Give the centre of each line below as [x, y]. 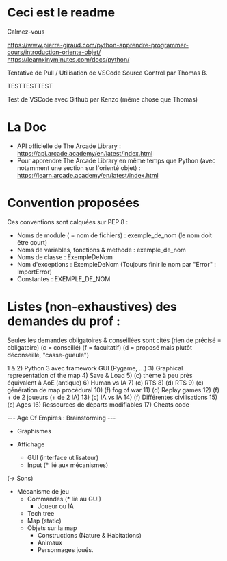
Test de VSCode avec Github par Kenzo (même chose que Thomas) [103, 99]
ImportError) [35, 272]
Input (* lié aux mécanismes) [68, 465]
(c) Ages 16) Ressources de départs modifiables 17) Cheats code [98, 404]
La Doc [27, 127]
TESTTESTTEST [30, 86]
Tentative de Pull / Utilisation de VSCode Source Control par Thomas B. [107, 73]
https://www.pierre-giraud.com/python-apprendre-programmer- [98, 45]
